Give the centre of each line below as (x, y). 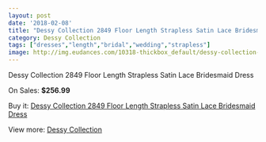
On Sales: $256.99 (39, 90)
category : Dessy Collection (55, 38)
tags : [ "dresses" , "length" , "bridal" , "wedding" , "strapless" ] (110, 45)
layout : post (30, 15)
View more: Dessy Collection (55, 129)
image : (19, 52)
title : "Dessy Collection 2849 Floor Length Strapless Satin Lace (120, 30)
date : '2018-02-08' (40, 23)
